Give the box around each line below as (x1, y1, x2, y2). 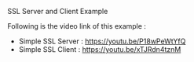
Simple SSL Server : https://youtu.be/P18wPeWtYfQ (18, 36, 186, 46)
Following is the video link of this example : (7, 22, 147, 30)
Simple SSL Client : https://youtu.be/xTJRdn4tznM (18, 45, 181, 53)
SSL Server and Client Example (7, 7, 108, 15)
